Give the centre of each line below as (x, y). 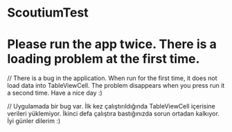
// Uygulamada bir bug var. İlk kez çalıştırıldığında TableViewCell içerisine (111, 106)
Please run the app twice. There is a (112, 45)
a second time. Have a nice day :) (55, 93)
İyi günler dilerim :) (34, 121)
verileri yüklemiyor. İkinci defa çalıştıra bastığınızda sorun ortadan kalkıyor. (113, 114)
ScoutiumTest (48, 13)
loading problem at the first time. (104, 59)
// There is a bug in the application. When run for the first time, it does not (112, 78)
